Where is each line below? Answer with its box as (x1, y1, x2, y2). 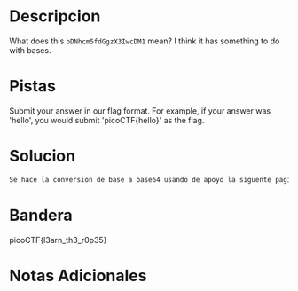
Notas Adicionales (9, 265, 147, 286)
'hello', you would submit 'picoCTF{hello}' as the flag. (9, 114, 205, 125)
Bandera (9, 205, 73, 225)
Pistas (9, 76, 56, 97)
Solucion (9, 146, 76, 166)
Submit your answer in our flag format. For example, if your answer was (9, 105, 271, 116)
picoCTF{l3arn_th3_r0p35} (9, 234, 107, 245)
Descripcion (9, 6, 101, 27)
